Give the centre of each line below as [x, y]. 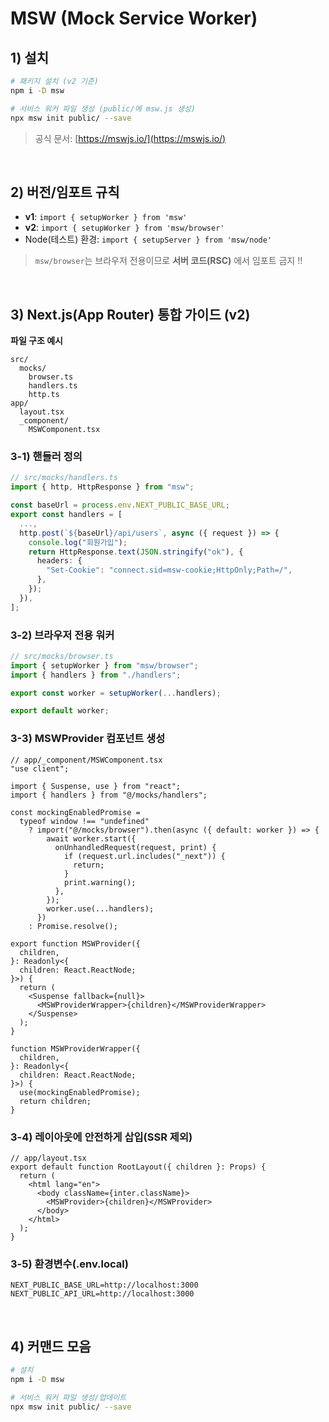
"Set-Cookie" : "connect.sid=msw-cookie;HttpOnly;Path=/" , [169, 570]
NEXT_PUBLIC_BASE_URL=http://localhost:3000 [104, 1285]
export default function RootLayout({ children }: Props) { [138, 1167]
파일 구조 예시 [36, 341]
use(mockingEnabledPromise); [80, 1092]
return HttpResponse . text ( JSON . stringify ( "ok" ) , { [136, 552]
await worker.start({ [91, 838]
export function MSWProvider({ [75, 943]
